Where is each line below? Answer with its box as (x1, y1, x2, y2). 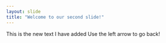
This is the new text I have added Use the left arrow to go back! (6, 30, 161, 37)
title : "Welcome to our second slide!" (6, 14, 105, 20)
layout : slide (6, 8, 41, 15)
